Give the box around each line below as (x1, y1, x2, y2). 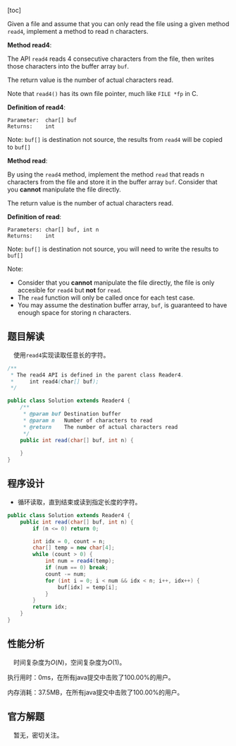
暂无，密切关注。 (13, 730, 63, 739)
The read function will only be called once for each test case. (17, 293, 195, 302)
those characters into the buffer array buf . (7, 62, 129, 70)
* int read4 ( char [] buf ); (10, 378, 99, 385)
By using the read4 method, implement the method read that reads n (7, 170, 205, 179)
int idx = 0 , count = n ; (32, 538, 106, 545)
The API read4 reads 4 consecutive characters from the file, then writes (7, 54, 215, 63)
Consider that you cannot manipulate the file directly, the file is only (17, 278, 215, 287)
